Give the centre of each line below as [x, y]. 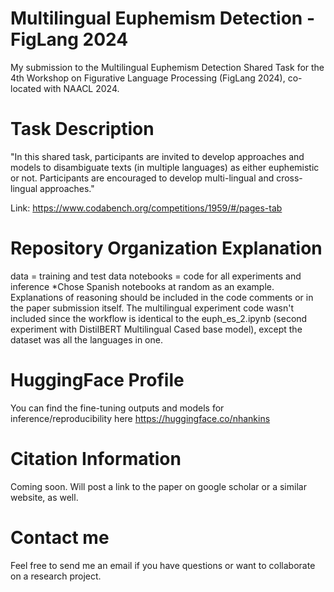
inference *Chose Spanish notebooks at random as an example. [142, 286]
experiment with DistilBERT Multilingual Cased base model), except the [156, 329]
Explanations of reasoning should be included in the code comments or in [162, 297]
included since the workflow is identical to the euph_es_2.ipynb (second [159, 318]
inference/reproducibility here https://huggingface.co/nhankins [140, 418]
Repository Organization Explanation [166, 248]
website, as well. [44, 497]
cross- [289, 178]
